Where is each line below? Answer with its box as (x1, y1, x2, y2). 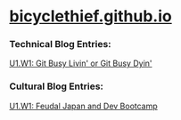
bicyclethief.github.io (9, 6, 172, 27)
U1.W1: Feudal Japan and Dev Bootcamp (9, 100, 158, 111)
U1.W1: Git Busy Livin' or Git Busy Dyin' (9, 58, 152, 68)
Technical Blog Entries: (9, 38, 111, 51)
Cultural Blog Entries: (9, 80, 104, 92)
